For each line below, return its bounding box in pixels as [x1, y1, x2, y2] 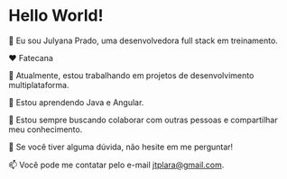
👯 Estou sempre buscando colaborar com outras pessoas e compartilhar [8, 114, 278, 125]
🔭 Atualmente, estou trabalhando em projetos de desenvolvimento [8, 69, 255, 81]
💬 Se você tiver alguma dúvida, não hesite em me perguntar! [8, 141, 234, 152]
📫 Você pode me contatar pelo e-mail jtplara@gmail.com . [8, 159, 225, 170]
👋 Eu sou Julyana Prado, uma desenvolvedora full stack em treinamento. [8, 35, 279, 46]
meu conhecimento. [8, 123, 83, 135]
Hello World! [8, 5, 104, 26]
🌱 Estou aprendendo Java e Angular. [8, 96, 144, 108]
